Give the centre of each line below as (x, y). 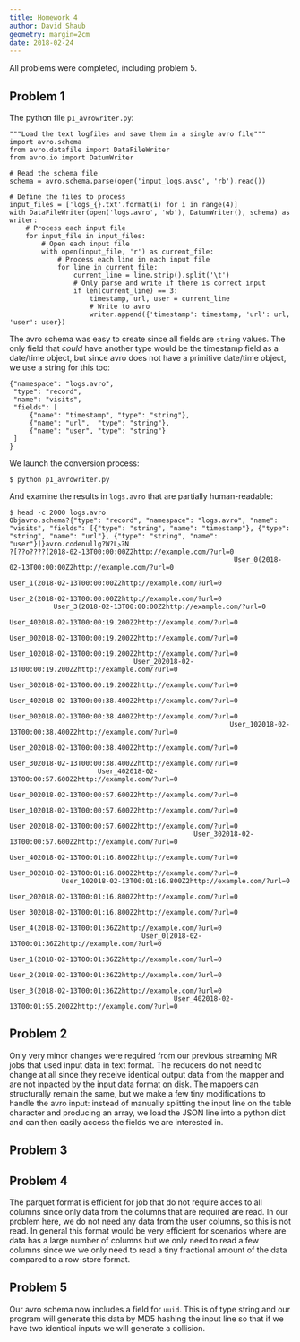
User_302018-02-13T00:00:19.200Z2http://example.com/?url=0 (124, 685)
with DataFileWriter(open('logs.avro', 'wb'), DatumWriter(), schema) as (150, 213)
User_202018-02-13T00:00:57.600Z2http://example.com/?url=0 (124, 826)
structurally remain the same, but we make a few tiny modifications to (137, 1093)
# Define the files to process (68, 197)
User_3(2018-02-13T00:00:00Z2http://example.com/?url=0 (160, 607)
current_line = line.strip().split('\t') (151, 275)
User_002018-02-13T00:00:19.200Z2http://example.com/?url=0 (124, 638)
